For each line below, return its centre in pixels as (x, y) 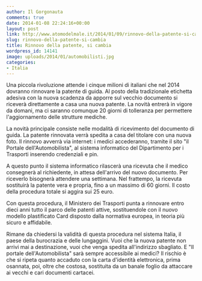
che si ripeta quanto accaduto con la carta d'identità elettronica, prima (93, 260)
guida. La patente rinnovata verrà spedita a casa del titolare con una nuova (99, 135)
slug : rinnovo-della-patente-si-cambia (56, 40)
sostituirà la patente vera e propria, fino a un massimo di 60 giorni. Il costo (98, 185)
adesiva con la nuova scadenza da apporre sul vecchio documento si (92, 98)
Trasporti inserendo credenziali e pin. (52, 154)
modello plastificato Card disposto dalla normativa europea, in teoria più (96, 216)
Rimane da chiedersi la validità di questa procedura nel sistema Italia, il (94, 234)
